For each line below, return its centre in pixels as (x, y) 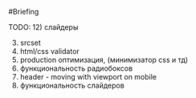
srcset (31, 43)
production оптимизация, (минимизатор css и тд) (104, 60)
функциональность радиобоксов (76, 68)
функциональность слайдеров (72, 85)
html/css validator (50, 51)
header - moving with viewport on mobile (88, 77)
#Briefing (24, 12)
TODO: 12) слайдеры (43, 27)
